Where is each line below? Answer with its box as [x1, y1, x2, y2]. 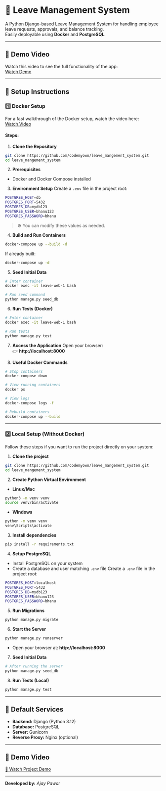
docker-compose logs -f [5, 400, 54, 405]
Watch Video [5, 121, 31, 127]
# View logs [5, 396, 30, 401]
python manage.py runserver [5, 636, 63, 641]
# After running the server [5, 664, 63, 669]
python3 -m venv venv [5, 495, 50, 501]
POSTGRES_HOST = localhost [5, 580, 56, 585]
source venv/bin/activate [5, 500, 58, 505]
